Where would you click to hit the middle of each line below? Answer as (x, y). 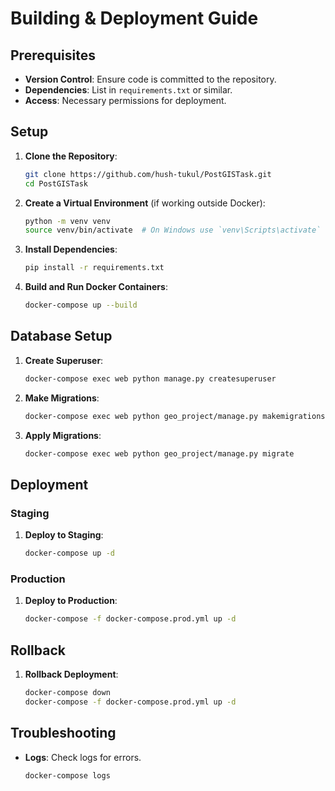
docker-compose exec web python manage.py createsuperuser (150, 378)
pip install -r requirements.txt (94, 268)
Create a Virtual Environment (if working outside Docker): (145, 203)
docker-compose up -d (69, 553)
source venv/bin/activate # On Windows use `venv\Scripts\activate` (173, 230)
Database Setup (61, 336)
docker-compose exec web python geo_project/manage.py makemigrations (175, 416)
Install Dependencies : (71, 249)
